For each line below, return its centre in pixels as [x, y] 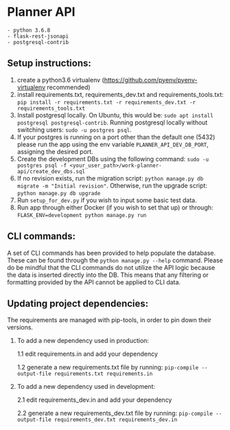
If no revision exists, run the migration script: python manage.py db [110, 178]
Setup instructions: [49, 64]
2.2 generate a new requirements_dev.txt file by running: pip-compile [115, 414]
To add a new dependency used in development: [86, 387]
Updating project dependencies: [78, 303]
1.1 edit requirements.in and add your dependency [87, 354]
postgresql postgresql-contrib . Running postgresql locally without [112, 122]
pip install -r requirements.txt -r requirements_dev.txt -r [106, 102]
